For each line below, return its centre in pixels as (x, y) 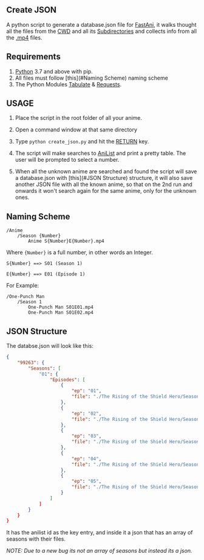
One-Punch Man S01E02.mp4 (61, 313)
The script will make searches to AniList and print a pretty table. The (100, 153)
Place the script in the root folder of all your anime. (79, 118)
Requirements (33, 57)
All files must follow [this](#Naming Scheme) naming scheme (91, 78)
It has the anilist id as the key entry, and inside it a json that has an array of (100, 533)
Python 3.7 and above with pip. (54, 71)
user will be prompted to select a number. (67, 160)
